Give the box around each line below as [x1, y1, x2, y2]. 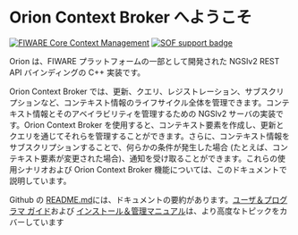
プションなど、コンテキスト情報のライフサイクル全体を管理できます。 [9, 97, 267, 107]
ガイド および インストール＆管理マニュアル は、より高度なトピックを [26, 206, 280, 216]
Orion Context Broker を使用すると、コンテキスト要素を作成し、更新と [23, 119, 285, 130]
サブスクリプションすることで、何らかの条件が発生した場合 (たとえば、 [9, 141, 273, 152]
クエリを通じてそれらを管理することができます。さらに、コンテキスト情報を [9, 130, 291, 141]
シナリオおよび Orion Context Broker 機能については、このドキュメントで [16, 164, 288, 174]
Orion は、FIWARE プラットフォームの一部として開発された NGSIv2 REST [9, 55, 280, 66]
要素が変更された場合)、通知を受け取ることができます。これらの [39, 153, 278, 164]
